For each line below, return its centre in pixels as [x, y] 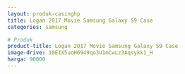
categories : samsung [38, 27]
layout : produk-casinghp [44, 14]
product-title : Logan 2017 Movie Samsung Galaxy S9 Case [93, 47]
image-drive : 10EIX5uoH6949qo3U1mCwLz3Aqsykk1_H [80, 53]
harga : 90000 [26, 60]
